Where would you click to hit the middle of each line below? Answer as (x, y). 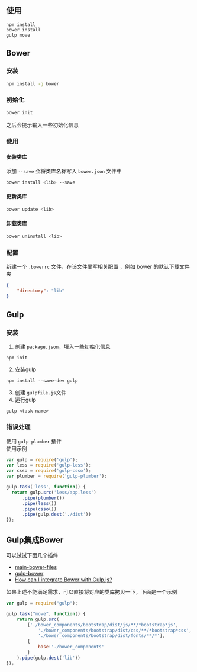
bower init (20, 112)
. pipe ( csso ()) (39, 509)
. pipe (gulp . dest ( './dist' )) (56, 515)
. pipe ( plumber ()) (43, 498)
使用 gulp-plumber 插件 (34, 441)
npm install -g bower (33, 84)
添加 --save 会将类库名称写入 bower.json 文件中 (64, 171)
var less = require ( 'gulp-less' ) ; (49, 465)
